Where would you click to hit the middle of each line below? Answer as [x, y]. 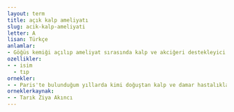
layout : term [26, 14]
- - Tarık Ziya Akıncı [40, 98]
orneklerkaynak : [31, 91]
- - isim [20, 65]
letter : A [22, 33]
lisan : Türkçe [28, 40]
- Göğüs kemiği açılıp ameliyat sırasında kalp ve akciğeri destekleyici [117, 53]
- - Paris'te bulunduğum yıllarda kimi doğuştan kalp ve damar [101, 85]
